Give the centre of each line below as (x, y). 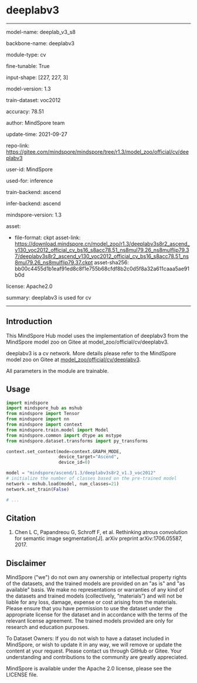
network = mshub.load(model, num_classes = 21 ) (62, 484)
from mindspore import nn (38, 419)
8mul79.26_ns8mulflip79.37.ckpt (54, 262)
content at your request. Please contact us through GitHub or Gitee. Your (94, 651)
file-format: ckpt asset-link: (47, 237)
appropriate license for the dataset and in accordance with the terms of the (97, 615)
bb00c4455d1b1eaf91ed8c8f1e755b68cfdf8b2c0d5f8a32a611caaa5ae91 (102, 269)
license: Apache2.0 (29, 286)
